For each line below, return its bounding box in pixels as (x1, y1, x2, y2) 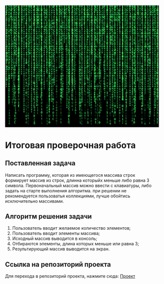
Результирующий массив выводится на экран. (12, 246, 110, 252)
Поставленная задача (5, 159, 76, 167)
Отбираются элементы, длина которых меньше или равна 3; (12, 241, 139, 247)
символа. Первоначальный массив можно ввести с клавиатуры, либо (5, 182, 152, 189)
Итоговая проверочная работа (5, 140, 136, 151)
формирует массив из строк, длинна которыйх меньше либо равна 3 (5, 177, 150, 183)
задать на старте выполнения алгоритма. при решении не (5, 188, 127, 193)
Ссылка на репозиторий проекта (5, 260, 111, 268)
